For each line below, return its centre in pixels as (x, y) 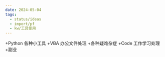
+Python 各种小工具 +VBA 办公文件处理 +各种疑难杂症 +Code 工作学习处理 (83, 43)
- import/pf (22, 24)
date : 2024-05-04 (23, 10)
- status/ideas (26, 19)
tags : (11, 14)
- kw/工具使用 (23, 28)
